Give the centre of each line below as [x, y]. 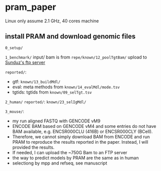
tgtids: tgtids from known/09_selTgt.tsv [52, 92]
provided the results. [33, 147]
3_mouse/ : [15, 111]
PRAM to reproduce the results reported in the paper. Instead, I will [80, 142]
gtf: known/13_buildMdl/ [36, 81]
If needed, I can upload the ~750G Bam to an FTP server [70, 152]
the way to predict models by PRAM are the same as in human [76, 158]
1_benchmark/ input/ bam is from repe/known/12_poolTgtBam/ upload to [76, 57]
